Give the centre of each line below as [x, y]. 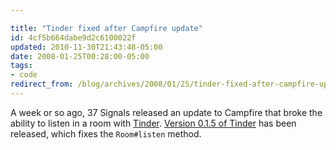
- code [24, 75]
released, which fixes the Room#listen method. [106, 133]
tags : [21, 66]
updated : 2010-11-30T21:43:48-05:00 [86, 47]
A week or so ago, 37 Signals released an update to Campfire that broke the [166, 112]
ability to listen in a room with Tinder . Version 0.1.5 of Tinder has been [153, 123]
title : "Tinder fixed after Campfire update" [106, 28]
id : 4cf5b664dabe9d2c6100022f [73, 37]
